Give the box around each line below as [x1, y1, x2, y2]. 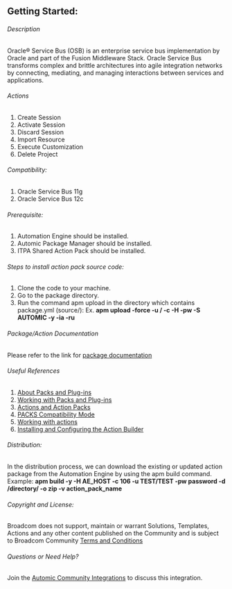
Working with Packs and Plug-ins [17, 395, 112, 404]
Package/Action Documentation [7, 329, 99, 337]
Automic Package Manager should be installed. [17, 239, 152, 248]
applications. [7, 76, 44, 84]
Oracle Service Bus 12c [17, 195, 84, 203]
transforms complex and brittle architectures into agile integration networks [7, 61, 223, 69]
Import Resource [17, 135, 66, 143]
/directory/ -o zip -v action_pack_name [7, 484, 123, 493]
